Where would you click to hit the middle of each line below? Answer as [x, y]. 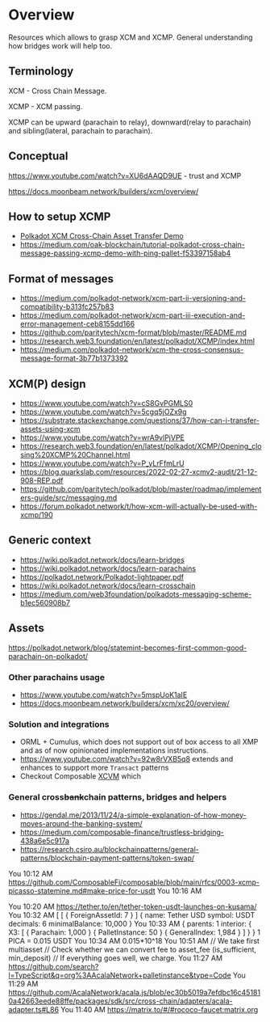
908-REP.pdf [42, 480]
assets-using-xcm [50, 429]
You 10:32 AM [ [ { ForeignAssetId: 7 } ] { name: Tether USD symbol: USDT [132, 914]
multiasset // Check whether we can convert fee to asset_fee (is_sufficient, [132, 949]
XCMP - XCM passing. [46, 106]
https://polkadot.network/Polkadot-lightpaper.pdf [102, 576]
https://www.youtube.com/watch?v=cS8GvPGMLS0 [106, 403]
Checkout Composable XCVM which [81, 776]
